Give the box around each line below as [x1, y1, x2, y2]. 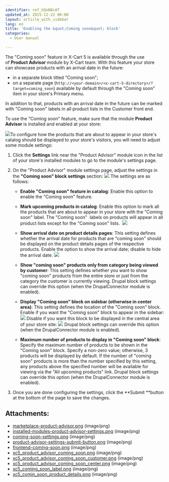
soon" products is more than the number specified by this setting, [20, 358, 157, 364]
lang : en [5, 21, 24, 27]
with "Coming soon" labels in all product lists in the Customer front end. [5, 106, 154, 112]
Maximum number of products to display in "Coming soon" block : [20, 336, 161, 342]
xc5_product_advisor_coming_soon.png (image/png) [12, 450, 122, 456]
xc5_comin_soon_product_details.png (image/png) [12, 471, 118, 477]
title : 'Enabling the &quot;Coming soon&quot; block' [5, 26, 121, 31]
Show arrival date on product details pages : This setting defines [20, 230, 156, 236]
